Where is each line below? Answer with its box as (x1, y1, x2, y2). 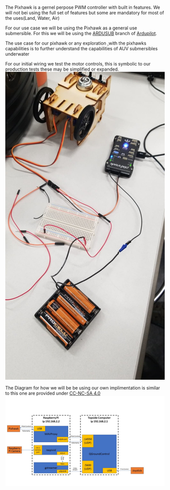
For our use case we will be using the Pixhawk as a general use (5, 25, 138, 31)
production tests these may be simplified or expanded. (5, 66, 119, 72)
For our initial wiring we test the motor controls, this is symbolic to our (5, 61, 151, 67)
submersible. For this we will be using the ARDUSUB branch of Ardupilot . (5, 30, 157, 36)
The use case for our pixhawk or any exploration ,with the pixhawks (5, 40, 147, 46)
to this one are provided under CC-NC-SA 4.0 (5, 390, 101, 397)
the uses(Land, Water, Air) (5, 15, 60, 21)
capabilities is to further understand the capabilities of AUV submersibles (5, 46, 158, 51)
